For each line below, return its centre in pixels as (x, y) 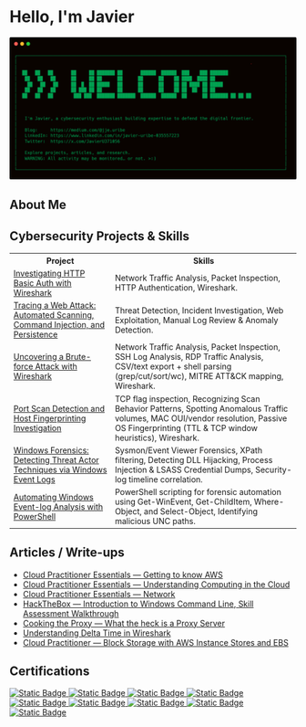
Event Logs (35, 479)
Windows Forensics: (51, 450)
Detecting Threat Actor (56, 459)
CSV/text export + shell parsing (173, 366)
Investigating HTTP (49, 273)
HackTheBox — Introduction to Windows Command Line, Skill (138, 604)
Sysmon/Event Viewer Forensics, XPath (189, 450)
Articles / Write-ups (67, 553)
